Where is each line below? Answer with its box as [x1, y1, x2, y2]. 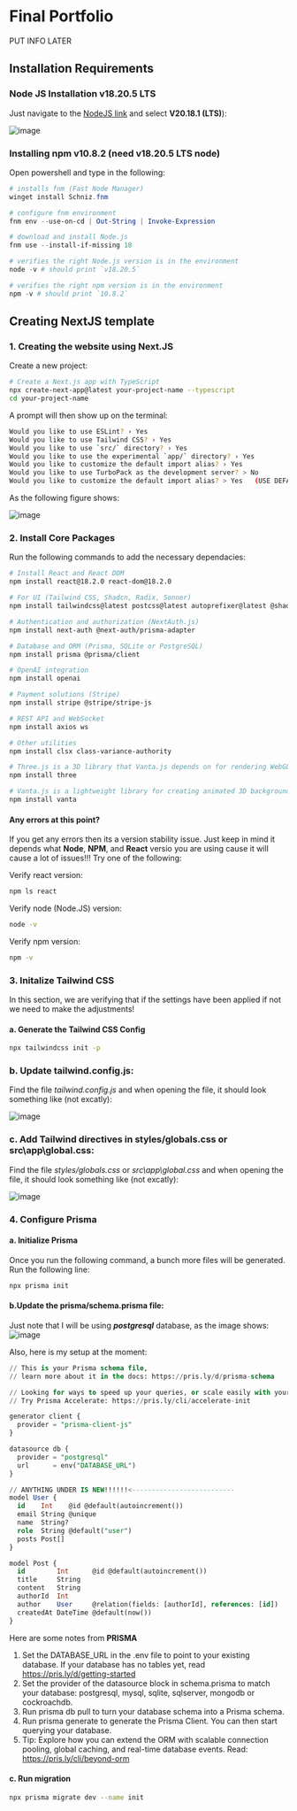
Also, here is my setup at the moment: [9, 1346, 148, 1357]
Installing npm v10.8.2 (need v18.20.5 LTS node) [9, 147, 221, 159]
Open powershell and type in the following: [9, 166, 165, 178]
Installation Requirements [9, 61, 155, 76]
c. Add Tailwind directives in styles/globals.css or [9, 1133, 228, 1145]
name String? [17, 1518, 69, 1528]
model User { [9, 1493, 57, 1502]
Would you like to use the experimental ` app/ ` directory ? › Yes [9, 451, 255, 461]
